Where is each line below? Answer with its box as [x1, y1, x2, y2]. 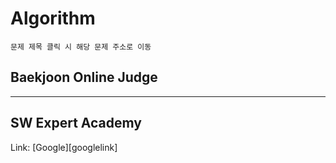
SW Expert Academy [10, 115, 142, 132]
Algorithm [10, 7, 96, 30]
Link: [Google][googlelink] [10, 141, 118, 153]
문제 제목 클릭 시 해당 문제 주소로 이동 [10, 42, 152, 52]
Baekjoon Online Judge [10, 69, 158, 86]
